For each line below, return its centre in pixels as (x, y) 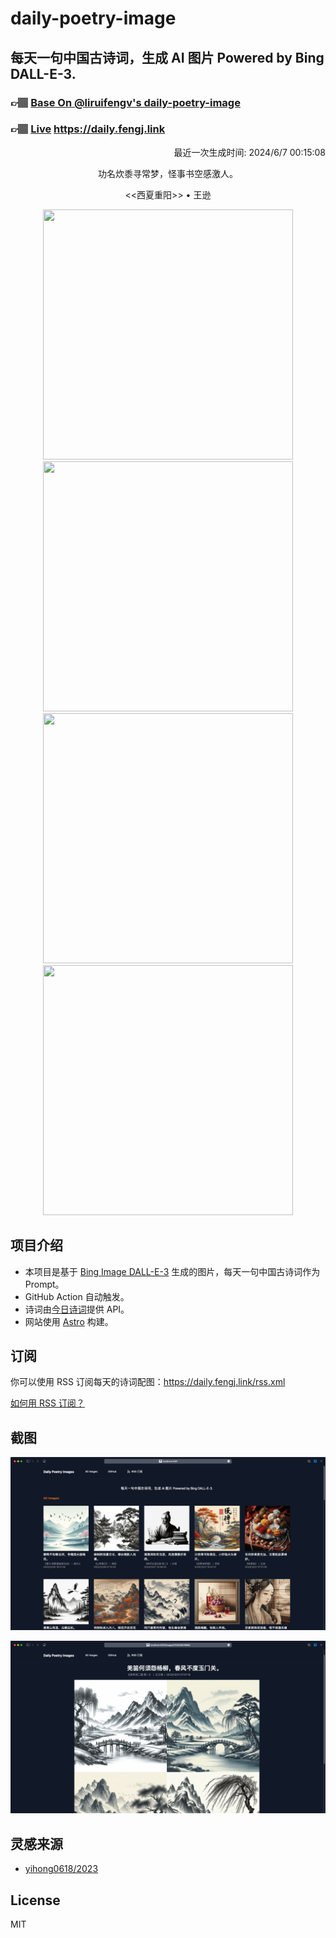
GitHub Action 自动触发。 (77, 1296)
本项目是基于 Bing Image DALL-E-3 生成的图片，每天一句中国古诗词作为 (172, 1271)
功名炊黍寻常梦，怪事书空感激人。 (168, 173)
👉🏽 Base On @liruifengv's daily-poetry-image (125, 102)
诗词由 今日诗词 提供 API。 (77, 1309)
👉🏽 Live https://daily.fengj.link (88, 129)
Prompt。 (44, 1284)
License (35, 1900)
